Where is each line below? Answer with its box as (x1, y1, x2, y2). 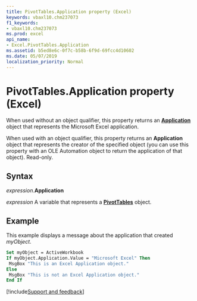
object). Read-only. (6, 153, 54, 161)
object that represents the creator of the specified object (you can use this (6, 141, 189, 148)
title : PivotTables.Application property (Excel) (6, 8, 132, 15)
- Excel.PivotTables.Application (6, 42, 89, 48)
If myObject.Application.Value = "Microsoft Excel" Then (6, 255, 151, 261)
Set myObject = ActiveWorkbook (6, 250, 84, 256)
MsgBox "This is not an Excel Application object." (8, 272, 140, 278)
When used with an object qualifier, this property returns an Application (6, 135, 183, 142)
